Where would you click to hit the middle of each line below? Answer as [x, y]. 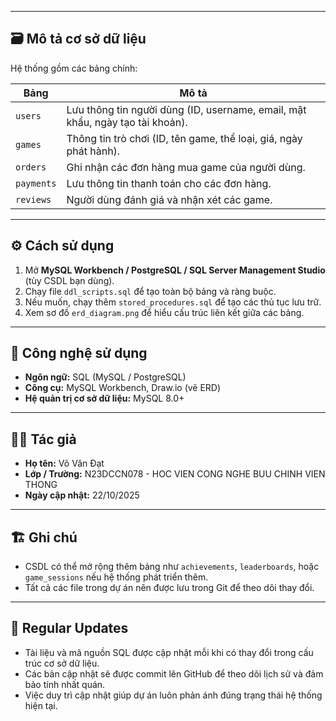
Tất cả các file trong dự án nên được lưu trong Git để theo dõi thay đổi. [169, 588]
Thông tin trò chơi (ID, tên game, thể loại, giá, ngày [184, 138]
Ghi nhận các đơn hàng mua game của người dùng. [186, 167]
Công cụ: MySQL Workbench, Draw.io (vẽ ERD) [123, 388]
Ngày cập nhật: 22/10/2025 [82, 495]
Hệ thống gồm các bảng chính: [74, 68]
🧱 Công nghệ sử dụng [79, 353]
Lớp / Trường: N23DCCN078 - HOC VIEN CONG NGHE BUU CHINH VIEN [175, 474]
